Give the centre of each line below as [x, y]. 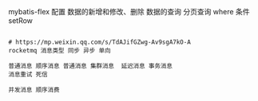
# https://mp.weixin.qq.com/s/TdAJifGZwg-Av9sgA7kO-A [100, 42]
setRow [21, 21]
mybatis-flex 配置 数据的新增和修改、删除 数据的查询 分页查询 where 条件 [129, 12]
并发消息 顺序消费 [34, 90]
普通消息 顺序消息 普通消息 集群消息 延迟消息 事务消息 [91, 66]
